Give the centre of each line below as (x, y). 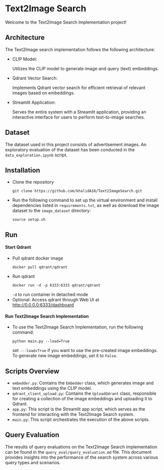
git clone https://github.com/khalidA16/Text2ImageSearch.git (77, 191)
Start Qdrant (18, 247)
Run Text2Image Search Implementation (47, 316)
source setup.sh (29, 220)
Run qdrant (24, 276)
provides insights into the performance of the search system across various (82, 457)
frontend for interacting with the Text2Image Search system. (73, 414)
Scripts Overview (32, 371)
